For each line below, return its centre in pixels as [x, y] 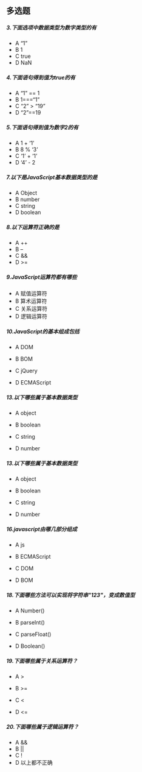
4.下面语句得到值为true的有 [41, 77]
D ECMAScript [33, 383]
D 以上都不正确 [34, 762]
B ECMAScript [33, 557]
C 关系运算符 [31, 309]
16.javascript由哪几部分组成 [42, 529]
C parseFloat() [33, 634]
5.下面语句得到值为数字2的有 [42, 127]
